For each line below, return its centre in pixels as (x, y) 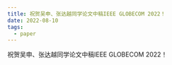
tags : (15, 27)
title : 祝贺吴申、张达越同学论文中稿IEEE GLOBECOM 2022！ (87, 14)
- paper (25, 34)
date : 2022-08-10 (33, 20)
